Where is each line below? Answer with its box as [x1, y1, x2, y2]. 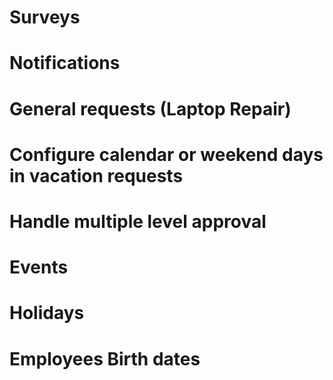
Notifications [9, 52, 121, 75]
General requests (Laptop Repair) [9, 97, 292, 120]
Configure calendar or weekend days [9, 143, 324, 166]
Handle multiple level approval [9, 210, 267, 233]
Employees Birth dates [9, 347, 201, 370]
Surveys [9, 6, 81, 29]
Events [9, 256, 69, 279]
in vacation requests [9, 164, 184, 187]
